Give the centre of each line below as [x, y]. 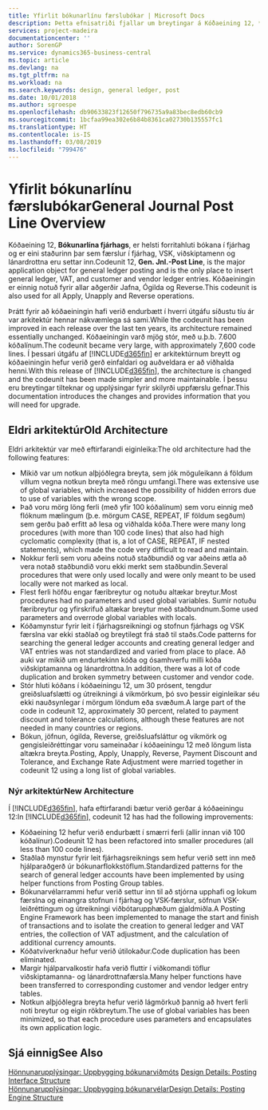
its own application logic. [61, 1028]
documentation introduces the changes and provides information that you [129, 396]
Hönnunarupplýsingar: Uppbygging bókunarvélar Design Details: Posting [127, 1089]
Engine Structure [36, 1098]
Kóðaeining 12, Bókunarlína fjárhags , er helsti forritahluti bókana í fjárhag [129, 245]
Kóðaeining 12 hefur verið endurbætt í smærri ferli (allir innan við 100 [132, 833]
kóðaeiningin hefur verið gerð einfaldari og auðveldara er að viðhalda [121, 362]
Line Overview [57, 223]
